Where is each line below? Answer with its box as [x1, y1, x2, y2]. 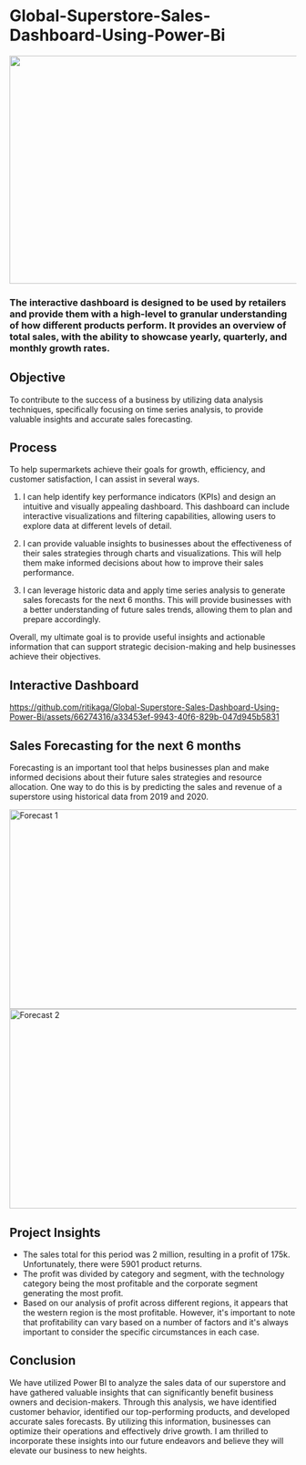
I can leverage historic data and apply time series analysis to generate [22, 585, 286, 596]
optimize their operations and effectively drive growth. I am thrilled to [9, 1425, 269, 1437]
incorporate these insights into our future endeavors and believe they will [9, 1435, 284, 1446]
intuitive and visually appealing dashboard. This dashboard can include [22, 501, 290, 512]
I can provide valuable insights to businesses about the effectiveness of [22, 538, 292, 549]
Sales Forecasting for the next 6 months [9, 738, 241, 753]
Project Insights [9, 1224, 101, 1241]
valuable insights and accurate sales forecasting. [9, 413, 193, 424]
